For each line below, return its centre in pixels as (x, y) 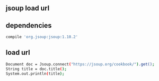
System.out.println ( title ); (35, 73)
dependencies (29, 25)
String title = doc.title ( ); (36, 69)
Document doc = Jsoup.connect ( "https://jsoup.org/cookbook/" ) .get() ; (80, 64)
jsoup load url (28, 8)
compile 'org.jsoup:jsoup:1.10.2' (42, 37)
